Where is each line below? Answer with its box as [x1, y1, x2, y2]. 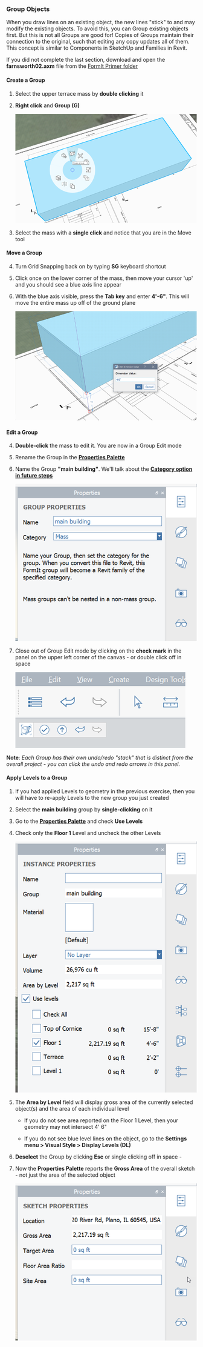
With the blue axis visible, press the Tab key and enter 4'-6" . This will [14, 293, 189, 300]
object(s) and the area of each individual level [14, 1105, 129, 1113]
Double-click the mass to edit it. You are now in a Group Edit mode [14, 442, 182, 450]
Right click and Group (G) [14, 102, 80, 109]
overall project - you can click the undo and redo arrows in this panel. [6, 760, 180, 768]
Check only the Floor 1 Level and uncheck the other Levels [14, 830, 161, 836]
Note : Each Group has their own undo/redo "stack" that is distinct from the [6, 754, 193, 761]
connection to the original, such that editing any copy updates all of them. [6, 38, 190, 45]
